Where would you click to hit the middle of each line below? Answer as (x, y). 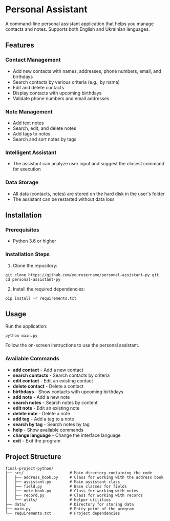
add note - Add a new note (41, 397)
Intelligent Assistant (31, 152)
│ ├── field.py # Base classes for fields (66, 487)
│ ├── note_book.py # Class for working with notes (72, 491)
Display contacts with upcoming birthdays (57, 93)
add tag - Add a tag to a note (43, 419)
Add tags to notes (31, 133)
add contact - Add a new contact (48, 370)
